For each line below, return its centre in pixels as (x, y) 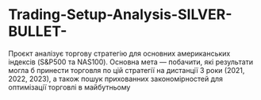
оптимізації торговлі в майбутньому (69, 87)
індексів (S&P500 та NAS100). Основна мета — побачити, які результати (131, 62)
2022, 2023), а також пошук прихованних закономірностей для (116, 79)
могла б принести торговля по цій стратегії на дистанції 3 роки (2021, (127, 70)
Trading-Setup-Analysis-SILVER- (120, 15)
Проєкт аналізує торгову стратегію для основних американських (119, 53)
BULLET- (38, 31)
